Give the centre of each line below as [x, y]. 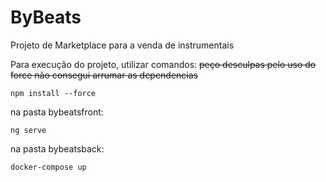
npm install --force [53, 93]
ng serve [28, 130]
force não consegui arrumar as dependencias [104, 75]
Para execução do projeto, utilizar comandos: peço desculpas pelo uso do [163, 64]
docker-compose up [48, 167]
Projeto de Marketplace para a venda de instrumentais [122, 45]
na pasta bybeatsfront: [57, 112]
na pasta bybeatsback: [57, 148]
